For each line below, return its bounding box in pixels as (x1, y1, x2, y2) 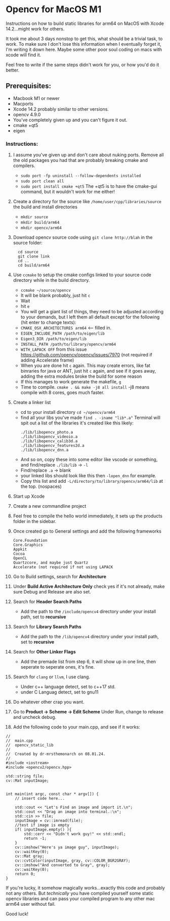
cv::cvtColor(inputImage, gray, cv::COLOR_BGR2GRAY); (15, 858, 131, 864)
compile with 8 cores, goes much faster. (20, 389, 105, 396)
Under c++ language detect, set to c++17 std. (20, 684, 116, 690)
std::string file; (6, 774, 45, 779)
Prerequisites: (6, 82, 51, 90)
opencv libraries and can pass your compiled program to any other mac (6, 896, 155, 902)
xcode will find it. (6, 52, 41, 58)
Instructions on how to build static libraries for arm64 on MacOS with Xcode (6, 20, 164, 26)
